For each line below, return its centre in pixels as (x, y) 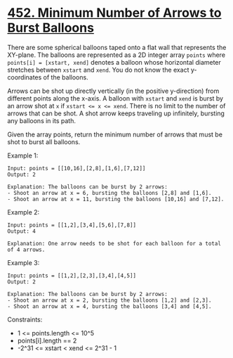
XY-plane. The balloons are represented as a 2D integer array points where (116, 55)
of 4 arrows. (26, 250)
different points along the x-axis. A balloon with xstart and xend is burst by (115, 98)
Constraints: (25, 319)
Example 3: (24, 262)
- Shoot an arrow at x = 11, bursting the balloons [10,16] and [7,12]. (116, 199)
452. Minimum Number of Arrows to (114, 13)
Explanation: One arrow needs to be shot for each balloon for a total (114, 243)
